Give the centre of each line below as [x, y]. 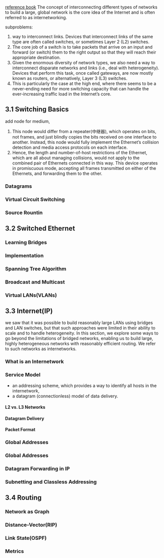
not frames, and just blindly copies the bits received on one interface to [84, 137]
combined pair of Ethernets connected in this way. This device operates [85, 163]
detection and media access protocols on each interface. [70, 147]
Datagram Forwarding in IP [38, 469]
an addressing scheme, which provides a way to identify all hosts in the [84, 386]
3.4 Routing [23, 498]
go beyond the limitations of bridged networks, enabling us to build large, [79, 338]
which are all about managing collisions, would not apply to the [76, 158]
